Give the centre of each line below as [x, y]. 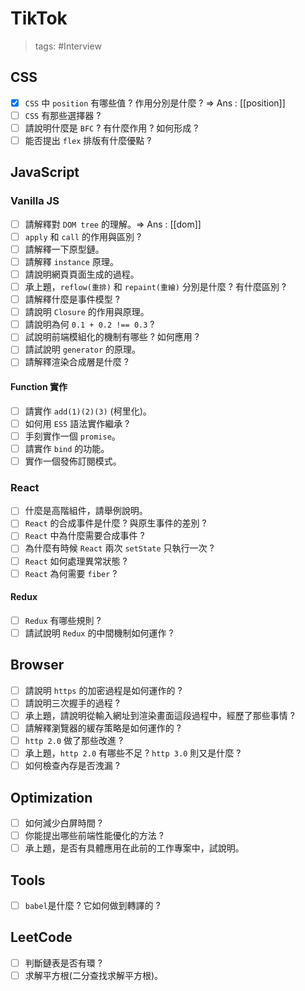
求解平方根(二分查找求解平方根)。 [93, 975]
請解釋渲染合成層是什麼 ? [76, 362]
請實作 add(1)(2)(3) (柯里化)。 [88, 411]
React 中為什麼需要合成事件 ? [84, 536]
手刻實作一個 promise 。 [72, 436]
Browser [37, 665]
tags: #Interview [68, 46]
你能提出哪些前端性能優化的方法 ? [94, 836]
